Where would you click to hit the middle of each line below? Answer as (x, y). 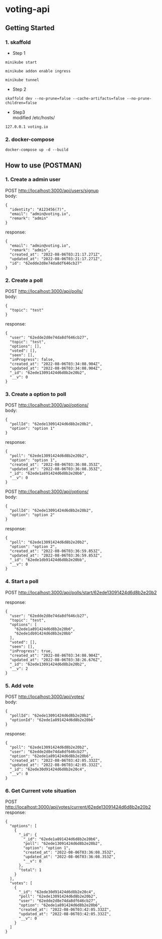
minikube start (21, 62)
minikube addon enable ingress (38, 71)
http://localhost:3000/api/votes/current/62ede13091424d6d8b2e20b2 (78, 807)
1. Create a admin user (33, 180)
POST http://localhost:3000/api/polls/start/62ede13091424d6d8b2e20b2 (81, 592)
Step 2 (19, 89)
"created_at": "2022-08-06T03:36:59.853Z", (56, 551)
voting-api (28, 9)
